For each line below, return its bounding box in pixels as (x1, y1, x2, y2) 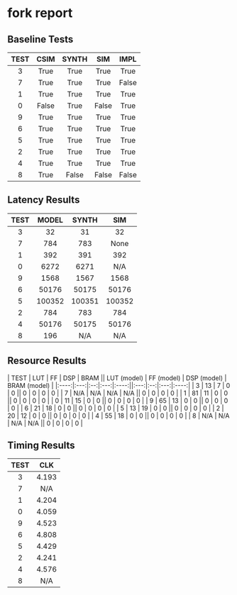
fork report (7, 5, 73, 21)
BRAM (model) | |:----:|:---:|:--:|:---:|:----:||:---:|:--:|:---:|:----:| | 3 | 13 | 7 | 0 (7, 381, 231, 389)
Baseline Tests (7, 33, 74, 45)
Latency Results (7, 194, 80, 206)
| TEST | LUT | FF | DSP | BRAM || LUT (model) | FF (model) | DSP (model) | (7, 374, 227, 382)
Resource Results (7, 355, 87, 367)
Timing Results (7, 440, 76, 452)
